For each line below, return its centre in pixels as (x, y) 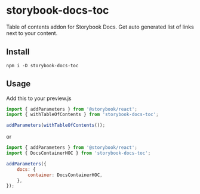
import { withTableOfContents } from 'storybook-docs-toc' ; (83, 115)
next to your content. (32, 33)
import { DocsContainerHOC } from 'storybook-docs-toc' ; (79, 153)
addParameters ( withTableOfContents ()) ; (56, 126)
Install (18, 52)
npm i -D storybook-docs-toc (42, 65)
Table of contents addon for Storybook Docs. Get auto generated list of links (100, 27)
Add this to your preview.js (39, 98)
